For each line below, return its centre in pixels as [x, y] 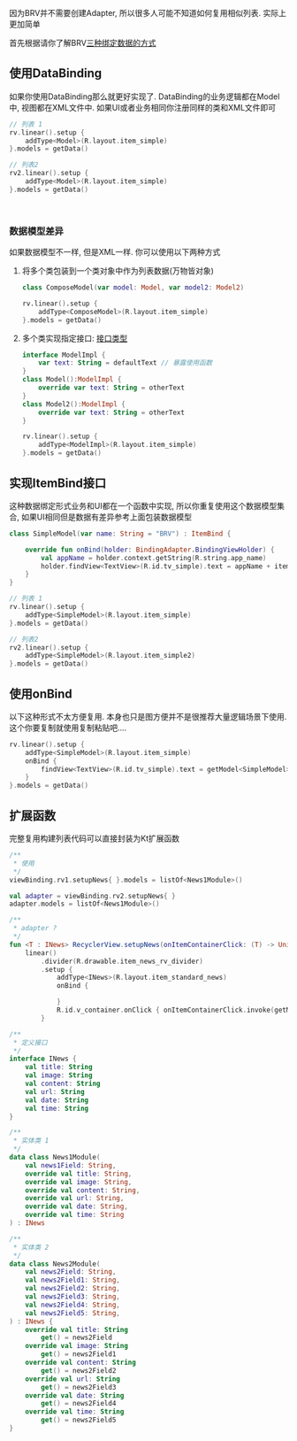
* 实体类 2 [31, 1247]
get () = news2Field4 [79, 1404]
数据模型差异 [37, 231]
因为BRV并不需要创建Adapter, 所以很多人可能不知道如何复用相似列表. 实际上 [148, 13]
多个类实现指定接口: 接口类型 [75, 338]
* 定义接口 [30, 1043]
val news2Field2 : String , [73, 1289]
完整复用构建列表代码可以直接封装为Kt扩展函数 [94, 838]
